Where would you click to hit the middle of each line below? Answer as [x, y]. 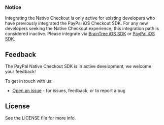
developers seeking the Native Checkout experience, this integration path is [82, 29]
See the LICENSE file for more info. [41, 118]
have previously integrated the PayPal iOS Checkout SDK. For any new [77, 23]
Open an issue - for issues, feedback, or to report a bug [69, 91]
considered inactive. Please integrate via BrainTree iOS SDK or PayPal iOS [80, 34]
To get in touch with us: [29, 81]
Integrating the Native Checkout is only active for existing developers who [80, 18]
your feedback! [20, 72]
